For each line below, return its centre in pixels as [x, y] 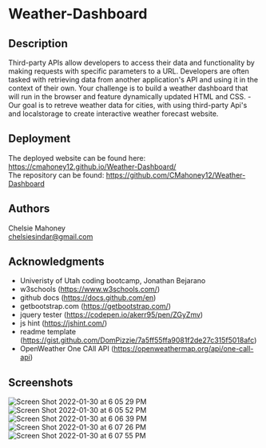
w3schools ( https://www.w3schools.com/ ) [90, 290]
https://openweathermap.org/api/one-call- [184, 349]
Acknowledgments [57, 262]
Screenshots [41, 382]
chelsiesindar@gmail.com [51, 236]
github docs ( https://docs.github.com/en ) [88, 298]
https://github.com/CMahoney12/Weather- [176, 175]
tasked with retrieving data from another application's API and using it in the [133, 80]
